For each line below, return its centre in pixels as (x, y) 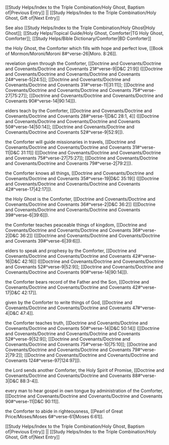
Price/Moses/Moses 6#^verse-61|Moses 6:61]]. (54, 416)
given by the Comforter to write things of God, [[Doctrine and (69, 302)
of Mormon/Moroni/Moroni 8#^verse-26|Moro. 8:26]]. (61, 53)
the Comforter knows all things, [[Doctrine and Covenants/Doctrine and (79, 173)
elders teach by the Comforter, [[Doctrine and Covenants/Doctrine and (79, 111)
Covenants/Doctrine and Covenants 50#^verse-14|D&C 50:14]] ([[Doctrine (82, 328)
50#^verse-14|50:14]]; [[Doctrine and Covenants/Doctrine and (70, 127)
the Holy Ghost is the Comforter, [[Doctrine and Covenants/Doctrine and (80, 199)
